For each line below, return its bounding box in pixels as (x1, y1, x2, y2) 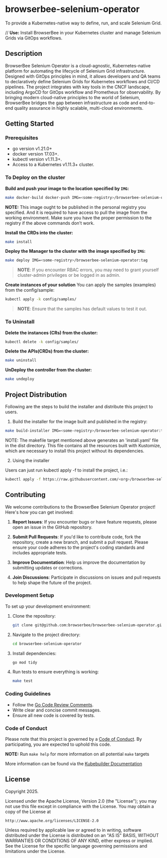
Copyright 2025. (5, 788, 39, 794)
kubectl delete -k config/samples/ (5, 339, 79, 344)
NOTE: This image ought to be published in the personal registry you (5, 204, 146, 210)
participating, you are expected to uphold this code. (5, 741, 111, 747)
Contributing (5, 491, 46, 499)
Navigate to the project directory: (12, 632, 81, 638)
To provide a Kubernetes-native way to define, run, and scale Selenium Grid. (5, 20, 162, 26)
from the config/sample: (5, 287, 55, 293)
